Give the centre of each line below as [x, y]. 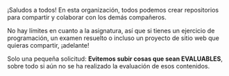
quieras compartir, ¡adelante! [48, 45]
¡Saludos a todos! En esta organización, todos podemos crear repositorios [113, 10]
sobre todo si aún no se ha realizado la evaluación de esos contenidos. [109, 66]
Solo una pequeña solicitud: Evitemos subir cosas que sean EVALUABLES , [115, 59]
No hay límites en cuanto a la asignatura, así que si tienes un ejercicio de [111, 31]
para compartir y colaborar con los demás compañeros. [87, 17]
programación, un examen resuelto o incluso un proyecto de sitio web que [113, 38]
